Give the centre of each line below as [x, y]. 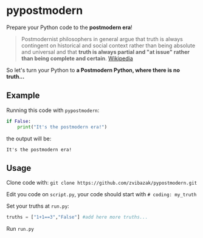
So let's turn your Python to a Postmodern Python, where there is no [93, 70]
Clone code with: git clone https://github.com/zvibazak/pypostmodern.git [102, 183]
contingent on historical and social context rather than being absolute [108, 45]
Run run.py [20, 229]
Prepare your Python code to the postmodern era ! [69, 27]
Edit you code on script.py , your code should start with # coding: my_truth [101, 194]
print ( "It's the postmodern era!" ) [62, 127]
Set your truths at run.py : [38, 206]
